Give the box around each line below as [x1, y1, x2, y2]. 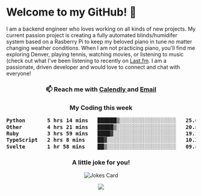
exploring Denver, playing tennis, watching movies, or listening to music [6, 50, 184, 58]
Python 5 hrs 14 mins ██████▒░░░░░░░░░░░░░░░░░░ [6, 117, 177, 124]
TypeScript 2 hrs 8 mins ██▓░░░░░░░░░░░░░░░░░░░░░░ [6, 137, 177, 143]
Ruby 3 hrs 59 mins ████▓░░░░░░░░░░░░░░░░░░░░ [6, 130, 177, 137]
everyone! [6, 70, 31, 77]
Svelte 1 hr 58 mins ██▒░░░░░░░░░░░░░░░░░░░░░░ [6, 143, 177, 150]
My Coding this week [69, 103, 133, 111]
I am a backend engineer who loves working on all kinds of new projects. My [6, 25, 196, 32]
